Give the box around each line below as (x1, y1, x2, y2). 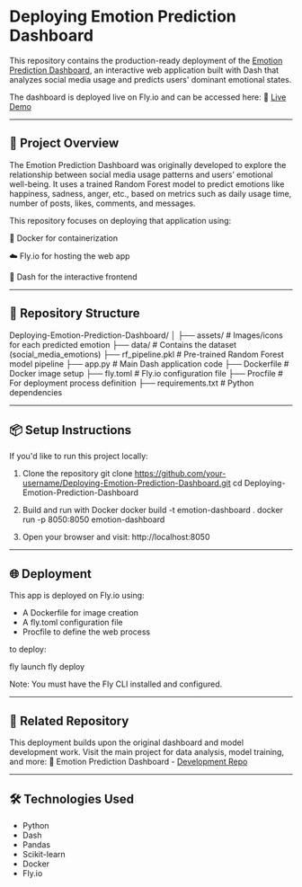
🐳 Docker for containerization (9, 232, 119, 244)
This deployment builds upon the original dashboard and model (9, 737, 244, 748)
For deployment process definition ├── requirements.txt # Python (9, 377, 254, 388)
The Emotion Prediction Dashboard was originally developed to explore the (9, 159, 287, 170)
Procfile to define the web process (22, 626, 151, 637)
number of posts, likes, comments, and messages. (9, 198, 196, 208)
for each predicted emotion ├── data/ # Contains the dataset (9, 339, 236, 350)
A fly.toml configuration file (22, 617, 123, 628)
